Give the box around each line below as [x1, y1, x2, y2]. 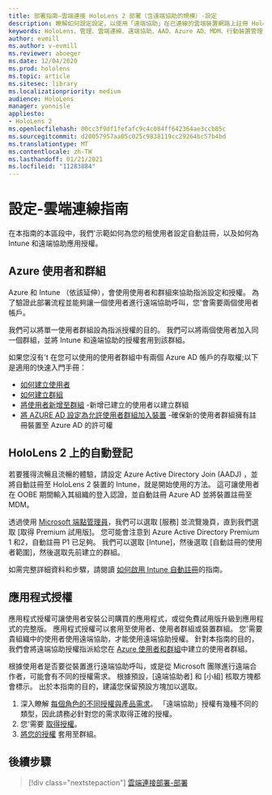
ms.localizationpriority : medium [8, 87, 121, 96]
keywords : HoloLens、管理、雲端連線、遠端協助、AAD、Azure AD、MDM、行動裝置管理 [8, 27, 263, 35]
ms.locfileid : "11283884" [8, 163, 96, 171]
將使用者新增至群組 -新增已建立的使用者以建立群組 [19, 400, 189, 409]
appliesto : [8, 110, 45, 118]
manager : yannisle [8, 102, 70, 110]
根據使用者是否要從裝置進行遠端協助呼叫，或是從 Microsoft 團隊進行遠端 [8, 661, 250, 671]
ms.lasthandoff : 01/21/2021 [8, 155, 104, 163]
